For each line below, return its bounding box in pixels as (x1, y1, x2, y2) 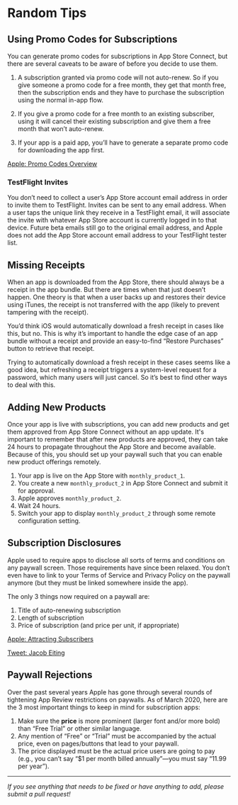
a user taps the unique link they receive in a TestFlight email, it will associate (7, 208, 230, 217)
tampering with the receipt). (7, 308, 89, 317)
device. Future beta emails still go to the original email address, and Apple (7, 223, 223, 232)
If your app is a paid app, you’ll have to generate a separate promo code (17, 138, 229, 147)
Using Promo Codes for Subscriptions (7, 33, 178, 45)
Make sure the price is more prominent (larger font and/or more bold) (17, 716, 221, 725)
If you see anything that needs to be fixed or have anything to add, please (7, 782, 225, 791)
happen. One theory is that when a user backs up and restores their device (7, 293, 226, 302)
